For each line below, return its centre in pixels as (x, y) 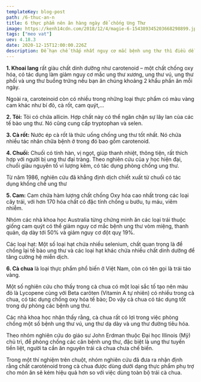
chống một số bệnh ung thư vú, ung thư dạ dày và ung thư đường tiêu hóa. (98, 323)
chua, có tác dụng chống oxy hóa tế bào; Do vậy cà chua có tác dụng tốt (96, 299)
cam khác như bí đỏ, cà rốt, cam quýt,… (55, 105)
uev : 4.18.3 (21, 40)
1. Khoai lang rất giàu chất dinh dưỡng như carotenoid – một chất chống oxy (100, 68)
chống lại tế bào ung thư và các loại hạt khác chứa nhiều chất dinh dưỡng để (100, 250)
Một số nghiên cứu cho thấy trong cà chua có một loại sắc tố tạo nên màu (97, 286)
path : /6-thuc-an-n (31, 17)
